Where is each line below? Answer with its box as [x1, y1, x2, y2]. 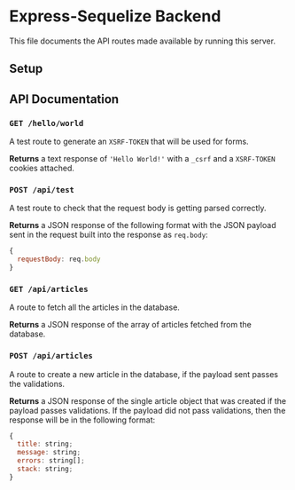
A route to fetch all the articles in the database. [9, 302, 180, 312]
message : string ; [17, 448, 82, 457]
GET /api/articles [9, 284, 89, 294]
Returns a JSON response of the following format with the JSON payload [9, 220, 276, 231]
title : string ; [17, 439, 74, 449]
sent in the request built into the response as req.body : [9, 229, 208, 241]
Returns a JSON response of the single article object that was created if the [9, 395, 286, 406]
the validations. [9, 378, 65, 389]
